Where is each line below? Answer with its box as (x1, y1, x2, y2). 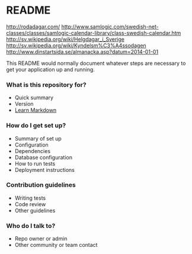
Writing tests (14, 194, 46, 201)
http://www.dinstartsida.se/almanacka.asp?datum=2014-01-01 (6, 48, 159, 55)
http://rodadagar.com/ (6, 23, 60, 30)
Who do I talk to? (6, 222, 56, 230)
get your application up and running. (6, 66, 95, 73)
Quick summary (14, 94, 54, 101)
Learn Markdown (14, 107, 57, 114)
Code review (14, 200, 46, 207)
